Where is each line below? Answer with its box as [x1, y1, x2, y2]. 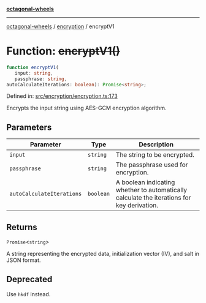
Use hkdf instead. [6, 290, 51, 297]
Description [139, 140, 174, 149]
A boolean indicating [115, 178, 175, 187]
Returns [6, 222, 38, 232]
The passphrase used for [115, 160, 188, 169]
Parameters [6, 122, 52, 132]
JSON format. [6, 256, 41, 264]
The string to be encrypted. [115, 151, 195, 159]
